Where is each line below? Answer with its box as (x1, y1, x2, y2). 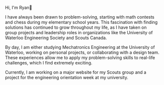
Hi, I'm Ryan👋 (5, 5, 33, 10)
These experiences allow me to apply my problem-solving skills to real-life (5, 55, 155, 61)
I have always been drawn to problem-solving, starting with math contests (5, 14, 155, 20)
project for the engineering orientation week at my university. (5, 75, 128, 80)
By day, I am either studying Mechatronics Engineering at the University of (5, 44, 155, 50)
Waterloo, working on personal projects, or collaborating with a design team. (5, 49, 160, 55)
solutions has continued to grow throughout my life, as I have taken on (5, 24, 147, 30)
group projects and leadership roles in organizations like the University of (5, 30, 153, 35)
